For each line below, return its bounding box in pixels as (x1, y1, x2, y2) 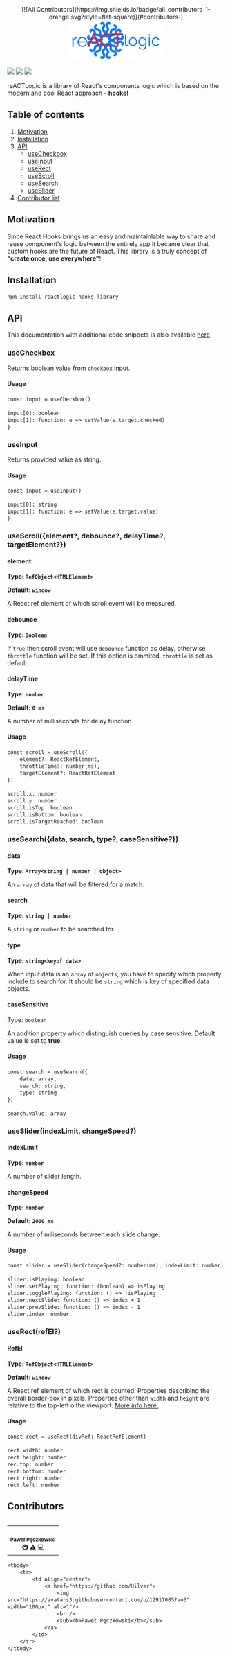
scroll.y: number (7, 797, 57, 805)
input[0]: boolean (7, 410, 60, 416)
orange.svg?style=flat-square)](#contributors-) (48, 12, 184, 21)
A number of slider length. (7, 1173, 82, 1181)
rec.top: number (7, 1461, 54, 1468)
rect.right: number (7, 1475, 64, 1482)
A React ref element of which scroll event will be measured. (7, 599, 177, 608)
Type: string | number (7, 911, 73, 920)
